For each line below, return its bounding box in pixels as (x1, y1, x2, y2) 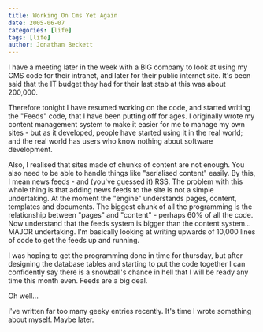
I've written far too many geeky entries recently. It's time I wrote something (8, 307, 252, 316)
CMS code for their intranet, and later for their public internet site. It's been (8, 71, 251, 80)
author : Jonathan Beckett (8, 41, 93, 49)
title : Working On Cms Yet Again (8, 11, 118, 20)
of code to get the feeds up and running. (8, 236, 140, 245)
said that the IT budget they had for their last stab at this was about (8, 80, 226, 89)
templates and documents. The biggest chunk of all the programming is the (8, 202, 253, 211)
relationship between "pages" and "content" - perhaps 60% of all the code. (8, 211, 254, 220)
